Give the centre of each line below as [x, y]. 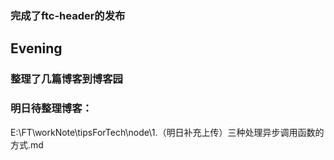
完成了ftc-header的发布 [68, 15]
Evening [36, 48]
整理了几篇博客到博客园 [66, 79]
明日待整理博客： [51, 109]
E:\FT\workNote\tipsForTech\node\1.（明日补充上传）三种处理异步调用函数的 [167, 132]
